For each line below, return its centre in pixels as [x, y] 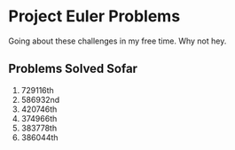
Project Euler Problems [94, 16]
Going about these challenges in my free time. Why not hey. [117, 41]
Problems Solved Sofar [73, 69]
